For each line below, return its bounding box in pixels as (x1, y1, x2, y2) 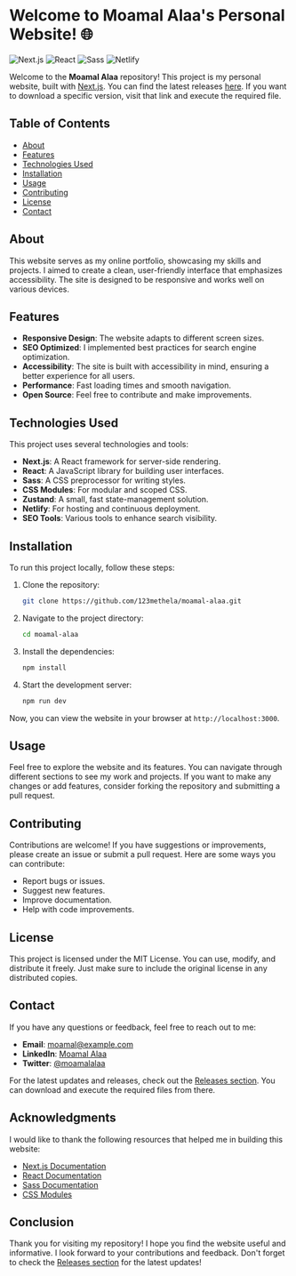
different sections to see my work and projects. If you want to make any (9, 771, 272, 782)
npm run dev (21, 696, 67, 705)
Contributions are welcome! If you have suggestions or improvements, (9, 839, 267, 850)
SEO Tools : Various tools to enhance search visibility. (21, 513, 218, 524)
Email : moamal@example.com (21, 1039, 133, 1049)
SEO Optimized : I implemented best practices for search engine (21, 342, 257, 353)
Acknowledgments (9, 1111, 117, 1126)
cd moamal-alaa (21, 630, 79, 638)
